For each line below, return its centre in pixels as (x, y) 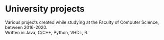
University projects (45, 9)
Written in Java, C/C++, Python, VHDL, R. (47, 32)
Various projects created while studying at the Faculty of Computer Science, (82, 22)
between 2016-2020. (26, 27)
